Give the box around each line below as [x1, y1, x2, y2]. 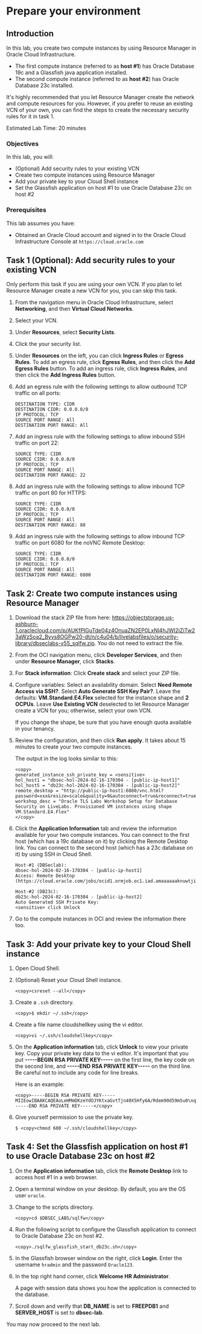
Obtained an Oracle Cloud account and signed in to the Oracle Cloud [14, 231, 186, 238]
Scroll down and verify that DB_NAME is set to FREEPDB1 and [14, 1302, 169, 1310]
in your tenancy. [14, 725, 55, 732]
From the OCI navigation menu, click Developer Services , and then [14, 651, 182, 659]
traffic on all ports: [14, 389, 62, 397]
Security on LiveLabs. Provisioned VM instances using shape [14, 804, 172, 810]
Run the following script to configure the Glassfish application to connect [14, 1226, 197, 1233]
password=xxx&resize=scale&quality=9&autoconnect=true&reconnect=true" [14, 793, 199, 799]
